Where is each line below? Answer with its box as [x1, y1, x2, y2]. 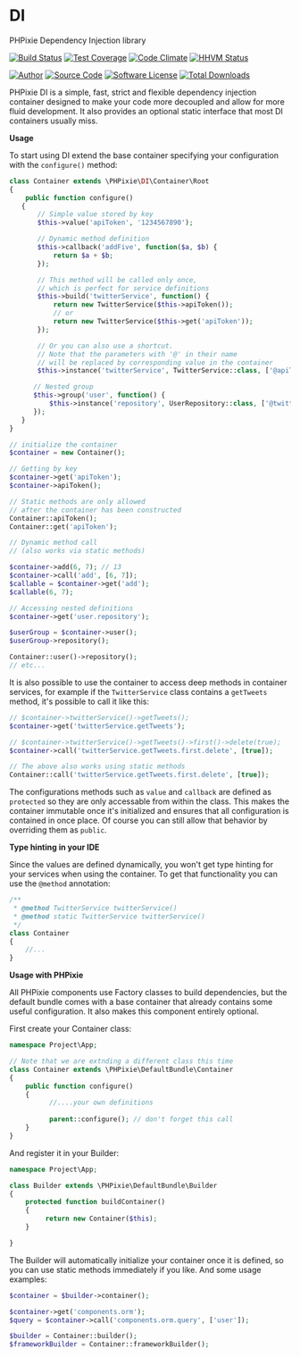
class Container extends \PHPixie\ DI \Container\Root [9, 176, 210, 186]
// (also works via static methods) [9, 547, 146, 556]
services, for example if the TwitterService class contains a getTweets [9, 686, 268, 697]
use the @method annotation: [9, 878, 111, 889]
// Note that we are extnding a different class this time [9, 1057, 234, 1066]
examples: [9, 1274, 47, 1285]
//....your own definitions [48, 1098, 154, 1108]
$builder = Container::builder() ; [9, 1332, 138, 1341]
